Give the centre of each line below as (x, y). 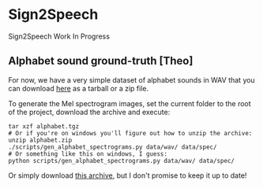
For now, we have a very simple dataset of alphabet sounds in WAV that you (131, 79)
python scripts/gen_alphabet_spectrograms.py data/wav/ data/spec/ (122, 160)
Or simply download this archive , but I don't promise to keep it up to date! (128, 175)
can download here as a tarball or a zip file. (78, 88)
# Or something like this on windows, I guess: (88, 154)
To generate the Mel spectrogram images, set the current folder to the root (130, 103)
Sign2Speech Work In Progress (59, 36)
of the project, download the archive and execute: (89, 112)
